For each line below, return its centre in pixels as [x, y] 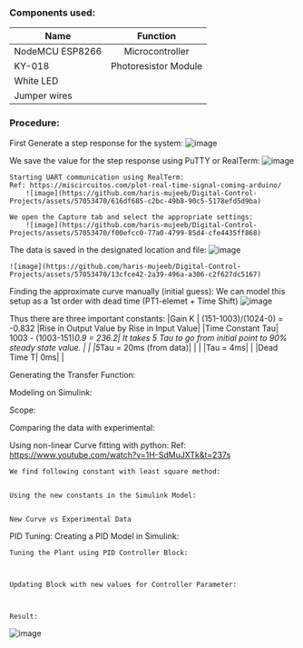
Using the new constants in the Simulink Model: [103, 495]
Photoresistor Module [156, 66]
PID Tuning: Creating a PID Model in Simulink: [94, 536]
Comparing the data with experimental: [83, 427]
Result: [24, 616]
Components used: [53, 13]
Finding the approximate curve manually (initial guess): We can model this [147, 291]
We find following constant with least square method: [115, 471]
